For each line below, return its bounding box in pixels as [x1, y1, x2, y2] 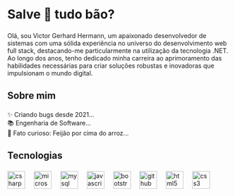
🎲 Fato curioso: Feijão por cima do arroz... [7, 129, 129, 137]
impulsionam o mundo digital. [7, 69, 93, 78]
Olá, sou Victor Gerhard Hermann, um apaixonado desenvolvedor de [7, 32, 207, 40]
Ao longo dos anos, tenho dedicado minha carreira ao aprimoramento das [7, 54, 222, 63]
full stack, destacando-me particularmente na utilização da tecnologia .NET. [7, 47, 229, 55]
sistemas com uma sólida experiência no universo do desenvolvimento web [7, 39, 227, 48]
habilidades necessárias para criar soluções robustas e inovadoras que [7, 61, 215, 70]
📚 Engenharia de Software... [7, 119, 92, 128]
